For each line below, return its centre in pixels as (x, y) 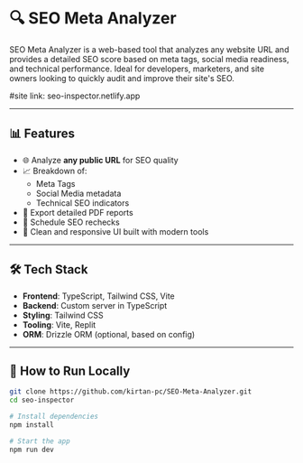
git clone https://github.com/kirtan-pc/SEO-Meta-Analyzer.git (131, 392)
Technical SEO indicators (83, 203)
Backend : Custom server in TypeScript (95, 305)
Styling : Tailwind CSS (63, 315)
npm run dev (32, 449)
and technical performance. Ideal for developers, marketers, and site (137, 69)
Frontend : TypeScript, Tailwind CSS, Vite (99, 296)
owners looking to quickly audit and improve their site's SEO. (122, 78)
